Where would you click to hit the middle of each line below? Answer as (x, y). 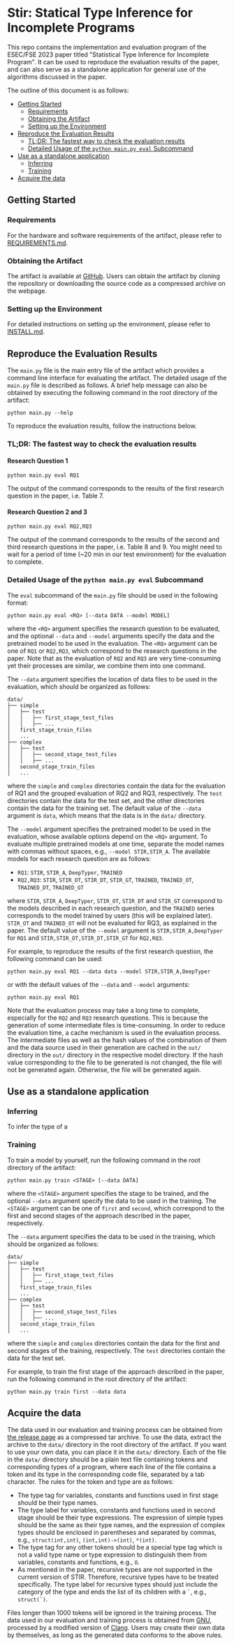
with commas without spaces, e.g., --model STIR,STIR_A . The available (109, 851)
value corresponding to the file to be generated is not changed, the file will (115, 1062)
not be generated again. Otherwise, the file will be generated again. (104, 1069)
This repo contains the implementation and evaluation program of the (107, 47)
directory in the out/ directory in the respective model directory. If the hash (115, 1055)
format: (18, 602)
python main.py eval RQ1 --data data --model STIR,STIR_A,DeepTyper (109, 972)
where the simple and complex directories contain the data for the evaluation (116, 786)
